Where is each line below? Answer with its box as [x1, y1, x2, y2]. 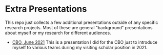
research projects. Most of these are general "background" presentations [5, 24, 153, 30]
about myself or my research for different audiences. [5, 30, 111, 36]
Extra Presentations [5, 3, 87, 15]
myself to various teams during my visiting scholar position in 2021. [12, 44, 148, 50]
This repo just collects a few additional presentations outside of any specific [5, 19, 158, 25]
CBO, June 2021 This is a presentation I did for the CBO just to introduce [12, 39, 158, 45]
